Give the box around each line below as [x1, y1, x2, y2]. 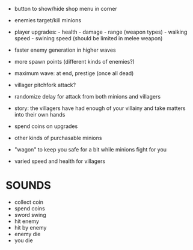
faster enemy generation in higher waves [14, 46, 116, 53]
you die [14, 237, 34, 244]
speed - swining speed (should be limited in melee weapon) [14, 35, 163, 41]
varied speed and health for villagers [14, 157, 106, 165]
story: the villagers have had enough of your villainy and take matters [14, 105, 186, 112]
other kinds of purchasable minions [14, 135, 102, 141]
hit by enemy [14, 224, 47, 231]
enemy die [14, 230, 41, 237]
